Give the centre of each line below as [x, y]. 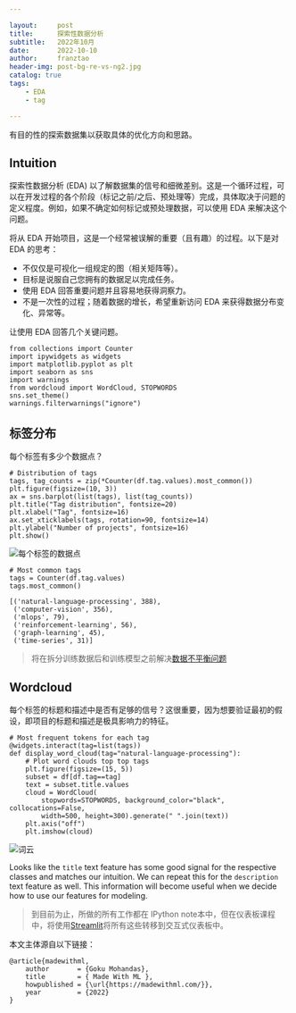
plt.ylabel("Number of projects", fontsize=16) [99, 528]
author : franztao [49, 59]
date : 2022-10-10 [53, 50]
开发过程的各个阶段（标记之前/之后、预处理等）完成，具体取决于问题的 [155, 197]
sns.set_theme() [39, 396]
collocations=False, [48, 808]
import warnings [39, 381]
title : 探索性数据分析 [57, 33]
